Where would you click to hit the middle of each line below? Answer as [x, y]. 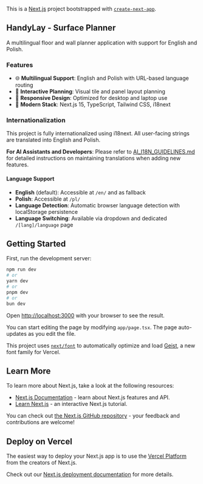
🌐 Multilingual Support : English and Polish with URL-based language [102, 78]
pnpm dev [17, 292]
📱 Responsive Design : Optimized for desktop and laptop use [91, 98]
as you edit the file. [52, 333]
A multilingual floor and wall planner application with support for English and [102, 43]
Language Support [30, 179]
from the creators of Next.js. [42, 463]
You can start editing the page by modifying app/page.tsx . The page [92, 327]
